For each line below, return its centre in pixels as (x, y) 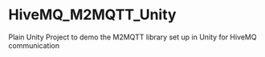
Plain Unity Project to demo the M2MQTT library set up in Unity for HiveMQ (132, 37)
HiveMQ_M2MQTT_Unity (92, 15)
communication (34, 45)
